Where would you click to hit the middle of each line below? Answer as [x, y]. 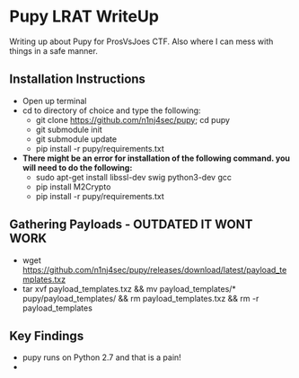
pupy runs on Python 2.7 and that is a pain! [101, 357]
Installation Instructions [78, 79]
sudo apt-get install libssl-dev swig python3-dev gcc [133, 177]
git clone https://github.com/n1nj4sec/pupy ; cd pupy [133, 119]
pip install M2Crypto [73, 187]
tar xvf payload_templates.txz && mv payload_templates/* [129, 288]
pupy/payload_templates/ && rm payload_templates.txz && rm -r [141, 298]
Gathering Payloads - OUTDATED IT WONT [131, 225]
